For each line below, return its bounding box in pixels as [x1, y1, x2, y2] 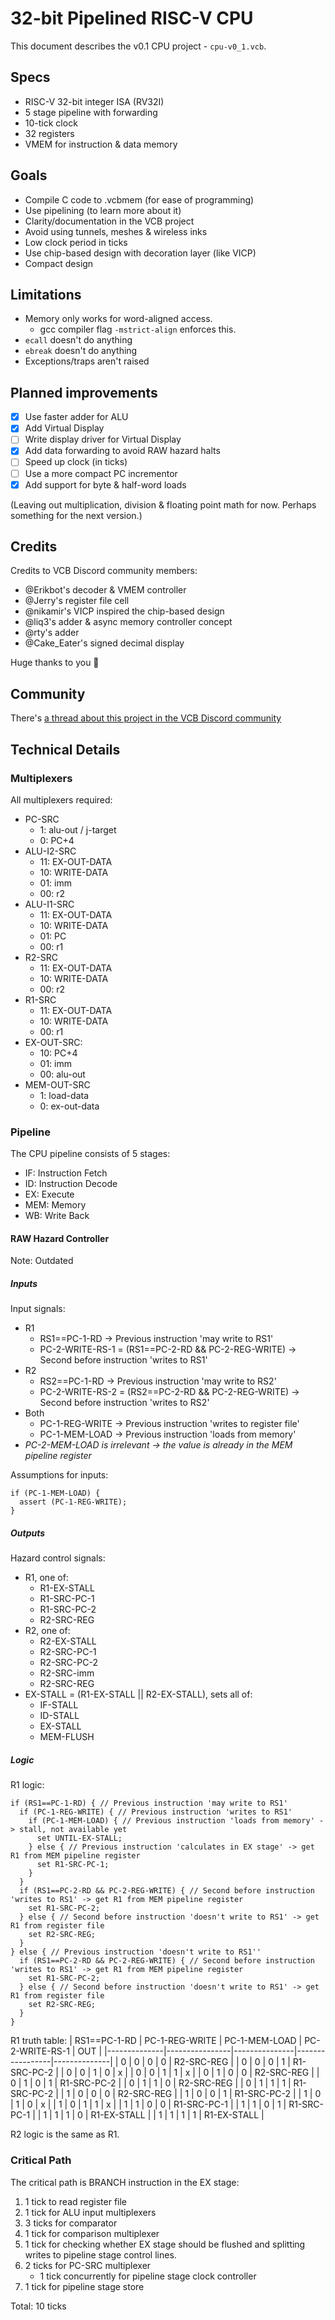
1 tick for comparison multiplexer [24, 2227, 160, 2239]
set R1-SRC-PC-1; [36, 1860, 110, 1870]
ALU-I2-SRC [24, 845, 77, 857]
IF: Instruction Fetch [24, 1167, 108, 1179]
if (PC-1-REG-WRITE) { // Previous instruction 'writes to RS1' [19, 1807, 293, 1817]
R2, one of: [24, 1625, 71, 1637]
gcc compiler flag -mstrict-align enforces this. [39, 323, 237, 336]
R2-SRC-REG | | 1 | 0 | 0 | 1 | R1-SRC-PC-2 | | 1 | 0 [117, 2088, 322, 2100]
